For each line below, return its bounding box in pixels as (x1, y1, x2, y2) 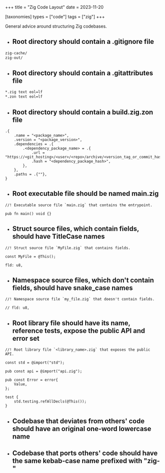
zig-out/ (5, 55, 23, 60)
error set (12, 334, 40, 342)
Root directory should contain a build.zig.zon (12, 108, 153, 116)
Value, (14, 382, 27, 387)
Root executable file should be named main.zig (12, 189, 159, 198)
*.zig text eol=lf (5, 90, 43, 95)
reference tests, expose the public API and (12, 327, 145, 335)
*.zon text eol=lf (5, 94, 43, 99)
